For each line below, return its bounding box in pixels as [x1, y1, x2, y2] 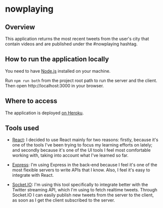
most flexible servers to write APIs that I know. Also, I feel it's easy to [12, 167, 150, 173]
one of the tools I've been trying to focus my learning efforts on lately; [12, 142, 153, 148]
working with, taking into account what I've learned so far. [12, 152, 129, 158]
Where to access [5, 97, 57, 105]
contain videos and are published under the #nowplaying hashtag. [5, 41, 138, 47]
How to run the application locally [5, 55, 109, 63]
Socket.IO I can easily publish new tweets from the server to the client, [12, 192, 154, 198]
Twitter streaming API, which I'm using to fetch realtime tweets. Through [12, 187, 158, 193]
